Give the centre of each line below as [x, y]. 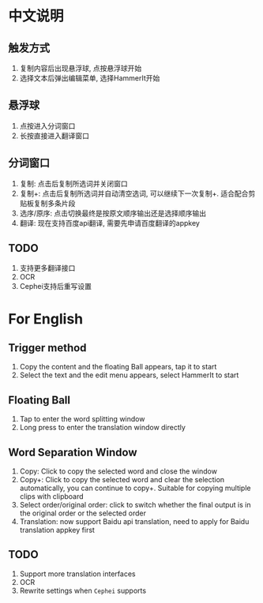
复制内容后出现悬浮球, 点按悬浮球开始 [81, 68]
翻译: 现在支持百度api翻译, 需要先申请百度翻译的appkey [109, 223]
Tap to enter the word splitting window [82, 419]
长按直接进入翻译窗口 [54, 136]
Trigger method [47, 348]
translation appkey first [57, 530]
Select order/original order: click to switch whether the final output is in [135, 505]
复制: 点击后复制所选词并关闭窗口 [73, 183]
